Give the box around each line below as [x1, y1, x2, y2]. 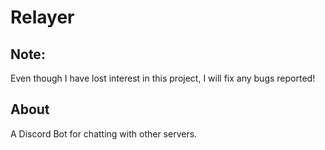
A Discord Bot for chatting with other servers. [10, 127, 198, 140]
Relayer [10, 6, 75, 29]
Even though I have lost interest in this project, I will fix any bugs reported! [10, 72, 316, 84]
